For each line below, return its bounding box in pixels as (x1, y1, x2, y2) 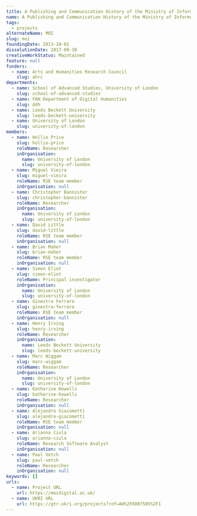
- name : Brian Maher (11, 244, 62, 250)
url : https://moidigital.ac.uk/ (16, 490, 96, 496)
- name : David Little (11, 222, 64, 228)
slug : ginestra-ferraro (16, 304, 75, 310)
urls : (6, 479, 19, 485)
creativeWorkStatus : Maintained (6, 52, 85, 58)
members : (6, 129, 28, 135)
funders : (6, 63, 28, 69)
